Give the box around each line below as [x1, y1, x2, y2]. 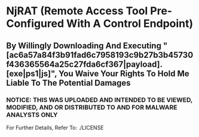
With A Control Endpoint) [66, 17, 194, 30]
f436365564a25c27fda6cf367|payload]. [6, 59, 163, 69]
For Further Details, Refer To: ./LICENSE [6, 124, 104, 131]
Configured [6, 17, 65, 30]
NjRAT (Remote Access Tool [6, 4, 148, 18]
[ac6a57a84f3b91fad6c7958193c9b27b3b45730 [6, 49, 194, 60]
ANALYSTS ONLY [6, 110, 58, 119]
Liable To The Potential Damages [6, 77, 131, 88]
